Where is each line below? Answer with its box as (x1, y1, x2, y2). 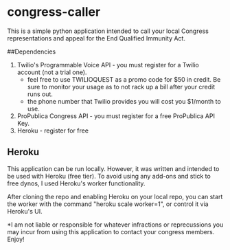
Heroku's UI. (7, 207, 43, 215)
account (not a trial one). (16, 68, 87, 76)
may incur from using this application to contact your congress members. (7, 227, 215, 236)
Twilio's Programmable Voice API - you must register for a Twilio (16, 60, 199, 69)
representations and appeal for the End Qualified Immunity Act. (7, 34, 185, 42)
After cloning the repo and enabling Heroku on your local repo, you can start (7, 192, 223, 201)
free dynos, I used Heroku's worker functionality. (7, 179, 146, 187)
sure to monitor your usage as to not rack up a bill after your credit (27, 82, 215, 91)
